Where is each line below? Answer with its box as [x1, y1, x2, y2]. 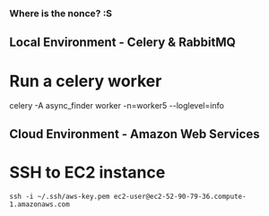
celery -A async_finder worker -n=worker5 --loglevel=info [9, 100, 224, 111]
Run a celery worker [9, 71, 162, 91]
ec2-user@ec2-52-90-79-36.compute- [113, 192, 247, 201]
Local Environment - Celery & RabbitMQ [9, 35, 236, 50]
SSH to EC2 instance [9, 162, 166, 182]
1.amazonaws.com [9, 200, 70, 209]
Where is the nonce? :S [9, 7, 113, 20]
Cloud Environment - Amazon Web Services [9, 126, 260, 142]
